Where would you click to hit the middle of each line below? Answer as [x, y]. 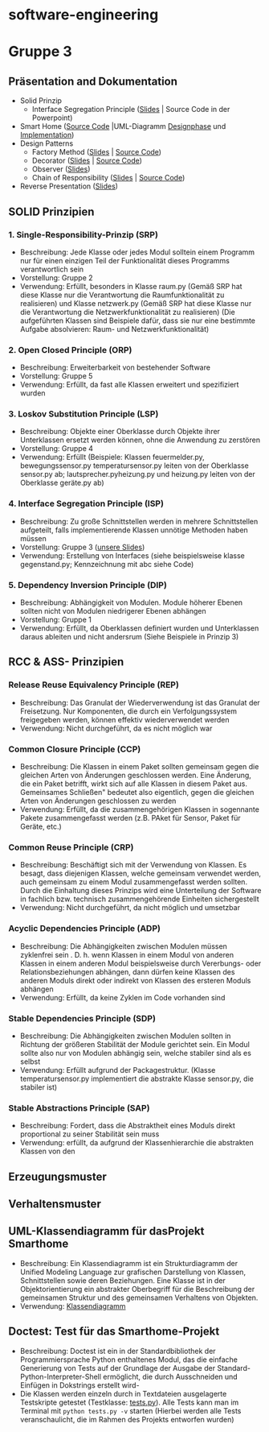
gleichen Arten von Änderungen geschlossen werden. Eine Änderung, [135, 776]
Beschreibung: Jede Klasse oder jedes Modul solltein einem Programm [137, 252]
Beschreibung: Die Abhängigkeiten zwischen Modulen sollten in [125, 1036]
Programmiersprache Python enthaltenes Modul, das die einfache [129, 1360]
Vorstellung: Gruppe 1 [56, 620]
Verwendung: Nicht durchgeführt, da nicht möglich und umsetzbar [130, 908]
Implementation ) [47, 135]
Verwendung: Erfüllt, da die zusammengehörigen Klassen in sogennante [139, 809]
